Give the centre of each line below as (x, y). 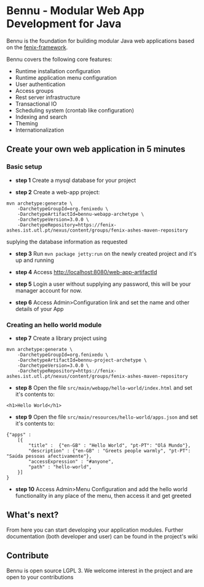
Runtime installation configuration (58, 71)
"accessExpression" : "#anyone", (71, 462)
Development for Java (64, 24)
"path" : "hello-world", (60, 467)
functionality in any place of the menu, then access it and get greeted (103, 495)
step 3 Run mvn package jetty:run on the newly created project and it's (106, 253)
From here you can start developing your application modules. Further (95, 530)
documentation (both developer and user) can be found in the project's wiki (102, 536)
